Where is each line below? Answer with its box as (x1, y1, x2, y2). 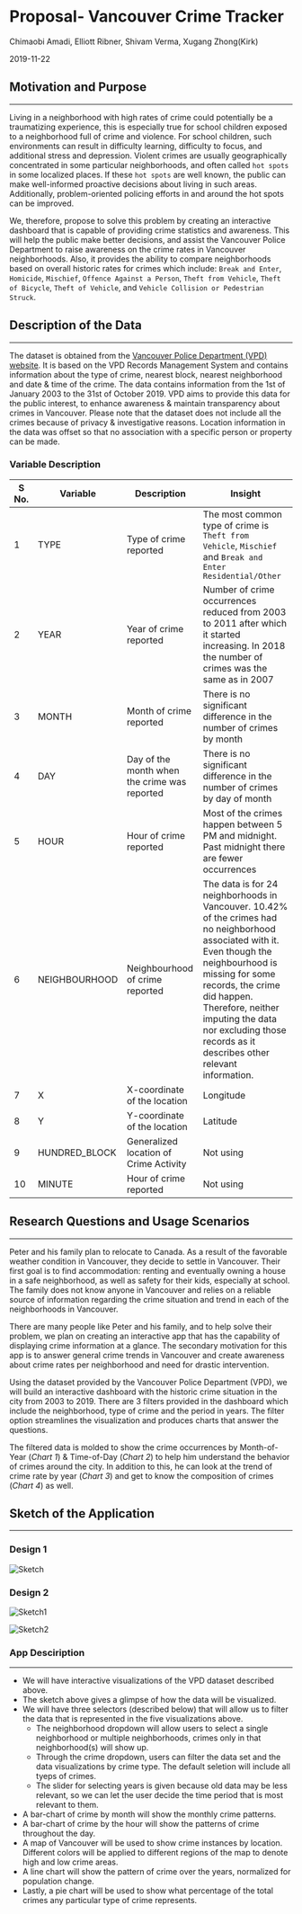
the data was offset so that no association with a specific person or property (9, 426, 292, 437)
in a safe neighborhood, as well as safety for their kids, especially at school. (9, 1275, 290, 1286)
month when (126, 764, 180, 777)
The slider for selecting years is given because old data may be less (35, 1780, 288, 1791)
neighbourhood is (202, 956, 278, 968)
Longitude (202, 1089, 246, 1101)
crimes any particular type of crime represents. (22, 1895, 198, 1906)
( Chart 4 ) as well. (9, 1480, 74, 1491)
